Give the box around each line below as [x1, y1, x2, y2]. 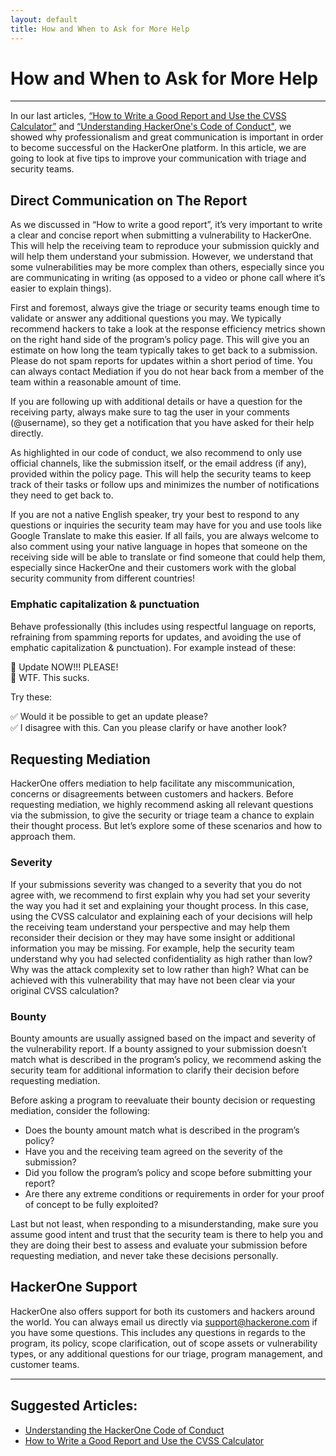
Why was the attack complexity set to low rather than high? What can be [10, 963, 310, 975]
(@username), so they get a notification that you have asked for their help [10, 417, 315, 429]
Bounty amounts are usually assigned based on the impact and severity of [10, 1032, 317, 1044]
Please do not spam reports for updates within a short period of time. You [10, 355, 313, 367]
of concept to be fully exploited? [24, 1198, 159, 1210]
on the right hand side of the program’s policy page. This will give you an [10, 334, 310, 346]
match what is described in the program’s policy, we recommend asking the [10, 1053, 322, 1065]
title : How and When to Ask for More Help [10, 24, 190, 34]
